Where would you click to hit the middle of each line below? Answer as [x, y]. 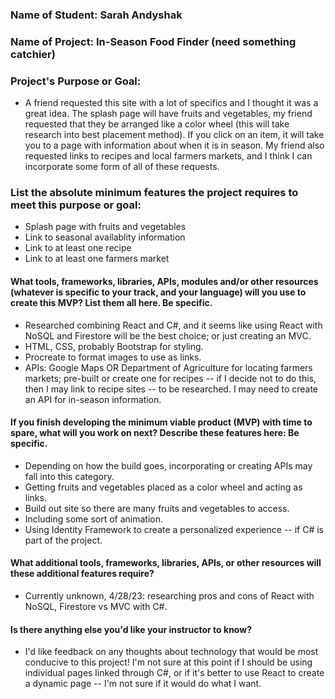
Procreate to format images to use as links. [113, 357]
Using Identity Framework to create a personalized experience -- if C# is [174, 529]
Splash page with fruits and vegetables [105, 227]
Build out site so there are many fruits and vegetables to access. [157, 508]
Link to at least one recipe [78, 248]
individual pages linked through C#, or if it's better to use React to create [174, 673]
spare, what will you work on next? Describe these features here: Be [155, 433]
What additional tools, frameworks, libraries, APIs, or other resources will [166, 563]
